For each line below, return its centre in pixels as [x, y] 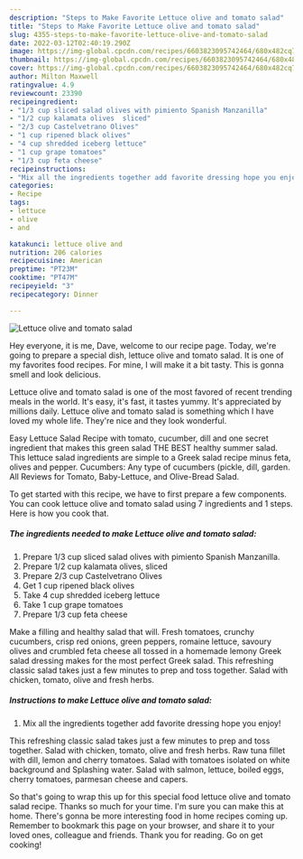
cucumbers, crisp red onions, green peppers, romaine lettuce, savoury [141, 641]
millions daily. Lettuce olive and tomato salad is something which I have [142, 411]
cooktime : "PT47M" [44, 278]
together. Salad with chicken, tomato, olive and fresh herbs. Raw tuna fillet [147, 750]
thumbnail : [30, 60]
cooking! [26, 845]
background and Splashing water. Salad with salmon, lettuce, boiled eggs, [147, 770]
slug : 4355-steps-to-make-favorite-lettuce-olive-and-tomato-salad [139, 34]
